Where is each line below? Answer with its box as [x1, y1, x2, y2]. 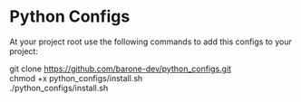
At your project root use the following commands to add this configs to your [9, 36, 292, 47]
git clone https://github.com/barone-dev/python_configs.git [9, 63, 232, 74]
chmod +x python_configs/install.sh [9, 72, 143, 83]
